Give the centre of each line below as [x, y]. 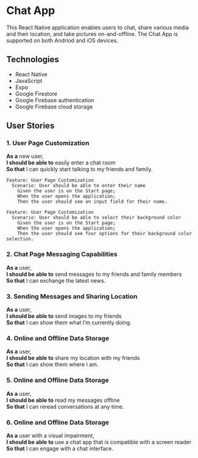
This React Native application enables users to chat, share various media [97, 27]
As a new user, [25, 157]
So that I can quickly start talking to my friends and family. [80, 169]
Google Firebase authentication [55, 100]
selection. [20, 239]
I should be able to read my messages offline [63, 400]
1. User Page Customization [48, 143]
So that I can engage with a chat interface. [60, 448]
